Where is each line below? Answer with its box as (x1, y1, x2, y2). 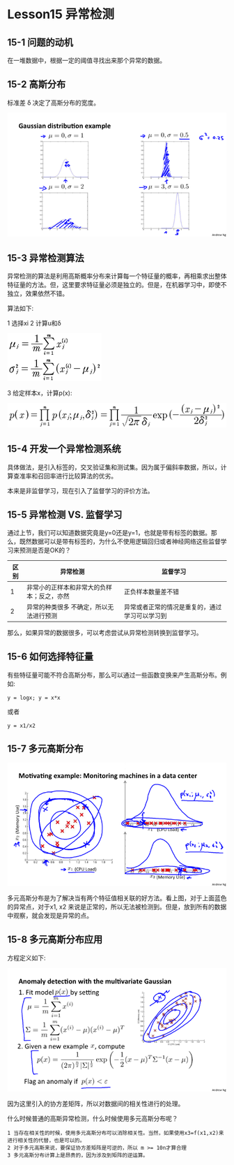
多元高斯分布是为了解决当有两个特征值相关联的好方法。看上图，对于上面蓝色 (7, 894, 227, 902)
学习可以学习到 (124, 612, 167, 620)
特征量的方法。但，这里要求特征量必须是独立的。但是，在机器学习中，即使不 (7, 281, 227, 289)
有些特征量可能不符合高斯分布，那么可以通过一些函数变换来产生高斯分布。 (7, 671, 221, 679)
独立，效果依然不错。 (7, 289, 68, 298)
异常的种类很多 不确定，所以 (26, 603, 108, 611)
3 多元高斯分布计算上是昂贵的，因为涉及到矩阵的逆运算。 (7, 1152, 148, 1159)
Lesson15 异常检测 (7, 6, 115, 22)
